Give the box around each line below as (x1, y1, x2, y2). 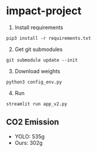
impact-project (6, 4, 82, 18)
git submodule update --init (6, 57, 78, 63)
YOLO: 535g (14, 132, 45, 140)
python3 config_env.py (6, 79, 62, 85)
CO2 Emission (6, 117, 59, 127)
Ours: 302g (14, 139, 43, 146)
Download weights (14, 67, 60, 75)
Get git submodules (14, 46, 63, 53)
